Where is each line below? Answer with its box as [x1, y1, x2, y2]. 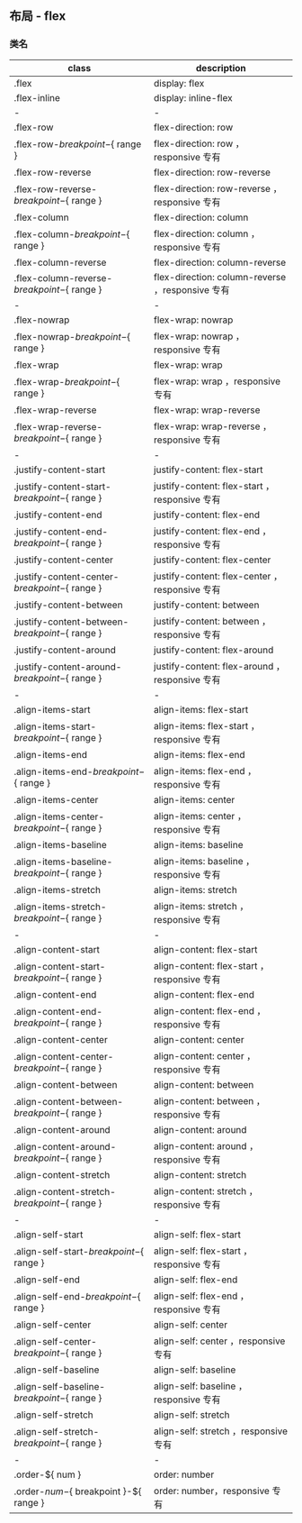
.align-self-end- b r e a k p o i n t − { [13, 1290, 141, 1302]
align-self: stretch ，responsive [154, 1425, 289, 1437]
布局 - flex [9, 8, 67, 24]
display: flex [154, 77, 205, 89]
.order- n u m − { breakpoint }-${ [13, 1485, 142, 1498]
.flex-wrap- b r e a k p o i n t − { [13, 375, 120, 388]
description [196, 61, 246, 74]
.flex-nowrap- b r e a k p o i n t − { [13, 330, 131, 342]
